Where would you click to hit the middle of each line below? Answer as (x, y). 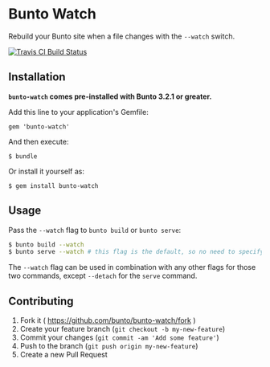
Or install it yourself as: (46, 171)
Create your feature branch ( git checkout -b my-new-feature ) (123, 329)
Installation (37, 77)
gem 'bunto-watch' (39, 126)
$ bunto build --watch (46, 245)
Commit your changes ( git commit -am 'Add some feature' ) (119, 337)
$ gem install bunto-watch (53, 186)
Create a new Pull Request (64, 355)
